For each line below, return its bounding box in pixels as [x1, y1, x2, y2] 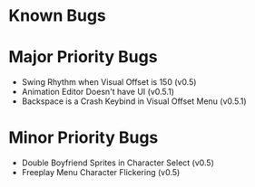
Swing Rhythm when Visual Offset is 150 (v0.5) [21, 77, 197, 88]
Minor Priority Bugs [8, 127, 159, 148]
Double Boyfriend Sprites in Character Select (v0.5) [21, 157, 215, 168]
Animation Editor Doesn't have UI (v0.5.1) [21, 87, 174, 98]
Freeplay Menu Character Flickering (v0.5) [21, 167, 181, 178]
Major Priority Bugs [8, 47, 158, 68]
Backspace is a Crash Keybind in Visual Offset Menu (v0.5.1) [21, 96, 247, 107]
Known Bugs [8, 5, 106, 26]
